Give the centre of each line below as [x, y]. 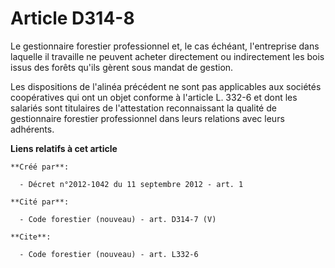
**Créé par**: [40, 167]
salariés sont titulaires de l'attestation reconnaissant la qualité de [143, 108]
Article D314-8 [72, 18]
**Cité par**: [40, 202]
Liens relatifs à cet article [64, 148]
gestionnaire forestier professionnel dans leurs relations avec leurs [147, 118]
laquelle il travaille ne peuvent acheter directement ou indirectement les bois [167, 56]
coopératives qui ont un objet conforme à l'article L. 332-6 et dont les [154, 97]
